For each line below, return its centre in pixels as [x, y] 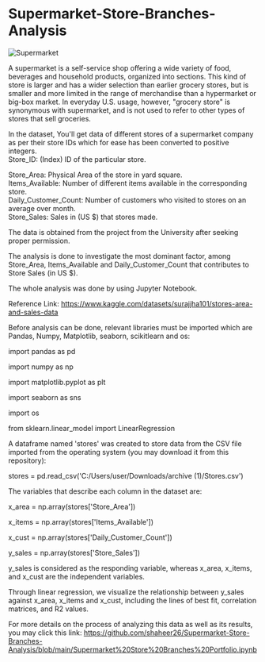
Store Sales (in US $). [43, 273]
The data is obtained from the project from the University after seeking [123, 232]
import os [24, 413]
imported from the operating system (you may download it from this [119, 452]
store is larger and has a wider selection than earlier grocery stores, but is [129, 85]
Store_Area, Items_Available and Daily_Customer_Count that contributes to [129, 264]
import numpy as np [41, 367]
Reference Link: [34, 303]
